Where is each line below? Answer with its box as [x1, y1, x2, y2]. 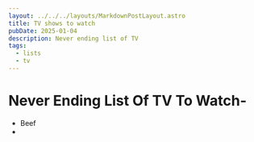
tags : [8, 42, 27, 50]
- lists [15, 49, 42, 57]
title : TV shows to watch [8, 19, 95, 27]
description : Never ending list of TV [8, 34, 139, 43]
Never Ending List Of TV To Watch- [8, 92, 248, 110]
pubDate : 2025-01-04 [8, 27, 78, 35]
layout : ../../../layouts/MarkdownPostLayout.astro [8, 11, 185, 20]
